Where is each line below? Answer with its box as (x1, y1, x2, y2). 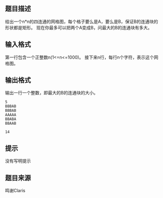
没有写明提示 (5, 158, 31, 164)
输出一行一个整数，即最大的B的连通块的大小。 (5, 90, 98, 96)
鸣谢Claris (5, 188, 25, 194)
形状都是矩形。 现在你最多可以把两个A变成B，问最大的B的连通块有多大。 (5, 24, 152, 30)
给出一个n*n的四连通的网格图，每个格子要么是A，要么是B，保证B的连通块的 (5, 19, 158, 24)
